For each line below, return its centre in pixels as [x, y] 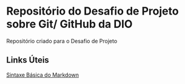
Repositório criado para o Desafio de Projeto [62, 41]
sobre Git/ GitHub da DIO [69, 24]
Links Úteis [28, 60]
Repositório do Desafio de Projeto [92, 11]
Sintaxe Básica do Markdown [43, 75]
